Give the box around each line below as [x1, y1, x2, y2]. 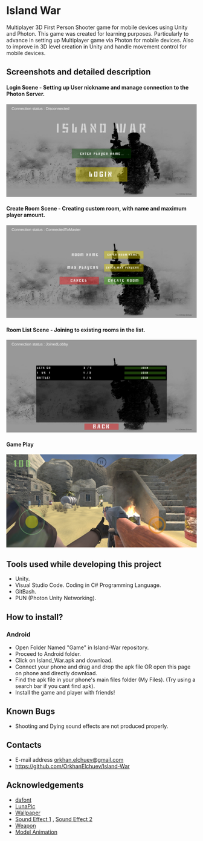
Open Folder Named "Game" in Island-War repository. [14, 644, 149, 651]
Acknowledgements [6, 780, 84, 790]
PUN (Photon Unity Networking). [14, 594, 97, 602]
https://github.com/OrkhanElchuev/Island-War [14, 762, 130, 770]
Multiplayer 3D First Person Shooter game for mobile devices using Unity [6, 24, 188, 31]
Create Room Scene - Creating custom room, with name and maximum [6, 205, 187, 212]
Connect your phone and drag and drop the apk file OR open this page [14, 663, 191, 670]
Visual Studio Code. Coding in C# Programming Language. [14, 581, 161, 589]
